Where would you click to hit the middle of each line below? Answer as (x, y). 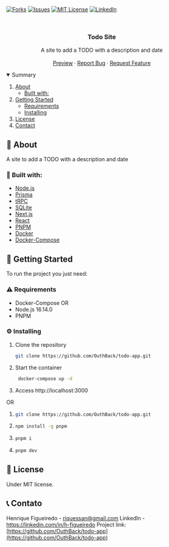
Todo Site (102, 37)
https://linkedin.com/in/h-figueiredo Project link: (66, 524)
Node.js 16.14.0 (34, 309)
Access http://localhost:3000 (51, 390)
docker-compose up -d (45, 378)
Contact (25, 125)
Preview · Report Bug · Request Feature (102, 63)
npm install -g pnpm (41, 427)
